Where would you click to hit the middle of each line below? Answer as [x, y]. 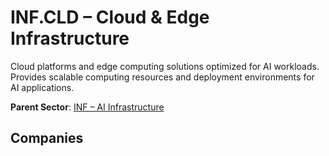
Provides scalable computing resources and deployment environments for [162, 77]
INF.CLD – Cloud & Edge [110, 17]
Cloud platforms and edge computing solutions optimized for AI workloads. [165, 66]
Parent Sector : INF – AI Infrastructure [87, 107]
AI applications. [42, 87]
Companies [47, 138]
